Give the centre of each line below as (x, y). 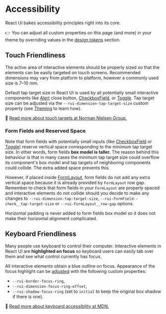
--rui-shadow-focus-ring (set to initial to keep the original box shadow (86, 291)
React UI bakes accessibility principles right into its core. (63, 23)
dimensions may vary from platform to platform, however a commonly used (82, 78)
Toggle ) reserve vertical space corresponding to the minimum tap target (79, 147)
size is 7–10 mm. (22, 83)
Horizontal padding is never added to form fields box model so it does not (80, 213)
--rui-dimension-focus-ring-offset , (50, 286)
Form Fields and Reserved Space (45, 131)
